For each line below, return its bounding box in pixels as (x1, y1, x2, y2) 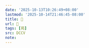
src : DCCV (5, 30, 26, 35)
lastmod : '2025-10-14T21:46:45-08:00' (5, 12, 86, 17)
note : (5, 35, 16, 40)
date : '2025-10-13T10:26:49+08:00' (5, 7, 79, 12)
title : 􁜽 (5, 16, 23, 21)
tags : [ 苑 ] (5, 26, 27, 31)
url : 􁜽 (5, 21, 19, 26)
